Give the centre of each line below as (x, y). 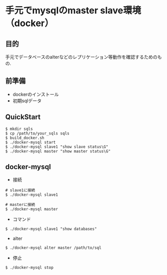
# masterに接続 (20, 205)
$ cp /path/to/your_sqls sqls (38, 133)
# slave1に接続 (20, 190)
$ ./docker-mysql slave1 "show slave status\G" (57, 147)
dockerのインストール (36, 94)
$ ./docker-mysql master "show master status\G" (58, 151)
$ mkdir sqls (19, 129)
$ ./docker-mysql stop (29, 268)
